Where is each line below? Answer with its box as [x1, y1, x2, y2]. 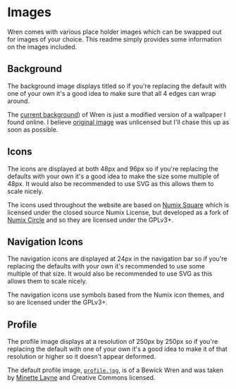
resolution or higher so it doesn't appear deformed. [7, 352, 156, 361]
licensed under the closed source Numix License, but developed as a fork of [7, 208, 229, 216]
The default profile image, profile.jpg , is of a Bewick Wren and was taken [7, 366, 224, 374]
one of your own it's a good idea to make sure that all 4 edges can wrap [7, 89, 216, 97]
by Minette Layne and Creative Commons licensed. [7, 373, 156, 382]
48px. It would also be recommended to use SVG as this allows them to [7, 179, 214, 187]
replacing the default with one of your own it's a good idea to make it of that [7, 345, 228, 353]
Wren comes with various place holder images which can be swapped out [7, 27, 222, 36]
